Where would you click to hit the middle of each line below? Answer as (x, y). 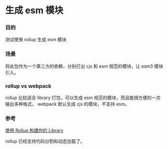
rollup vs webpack (28, 86)
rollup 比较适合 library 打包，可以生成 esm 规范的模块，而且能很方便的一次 (83, 98)
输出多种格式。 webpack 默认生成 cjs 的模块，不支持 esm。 (68, 104)
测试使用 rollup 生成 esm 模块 (36, 40)
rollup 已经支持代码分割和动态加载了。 (45, 141)
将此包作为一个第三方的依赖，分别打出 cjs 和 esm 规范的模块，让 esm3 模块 (84, 66)
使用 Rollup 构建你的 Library (34, 131)
